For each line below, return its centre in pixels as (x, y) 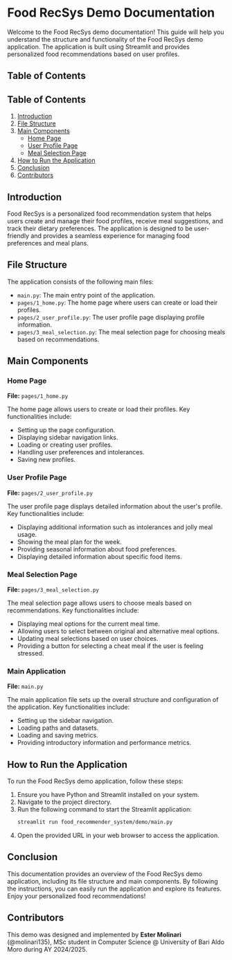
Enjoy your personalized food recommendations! (77, 895)
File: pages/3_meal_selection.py (53, 590)
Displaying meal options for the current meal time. (89, 624)
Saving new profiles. (46, 460)
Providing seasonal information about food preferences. (97, 549)
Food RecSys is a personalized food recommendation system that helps (109, 214)
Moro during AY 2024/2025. (47, 949)
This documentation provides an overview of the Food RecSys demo (105, 874)
